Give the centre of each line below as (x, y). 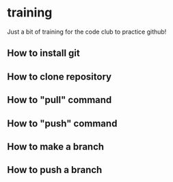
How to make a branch (56, 147)
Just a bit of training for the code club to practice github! (87, 32)
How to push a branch (55, 170)
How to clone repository (59, 77)
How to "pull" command (59, 100)
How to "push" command (62, 123)
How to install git (43, 53)
